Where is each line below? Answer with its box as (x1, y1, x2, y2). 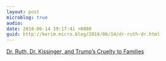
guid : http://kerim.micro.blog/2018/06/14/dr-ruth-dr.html (6, 31, 160, 37)
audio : (6, 20, 23, 26)
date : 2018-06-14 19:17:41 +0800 (6, 25, 92, 32)
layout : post (6, 8, 40, 15)
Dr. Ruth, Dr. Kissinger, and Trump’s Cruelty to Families (6, 48, 145, 55)
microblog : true (6, 14, 48, 21)
